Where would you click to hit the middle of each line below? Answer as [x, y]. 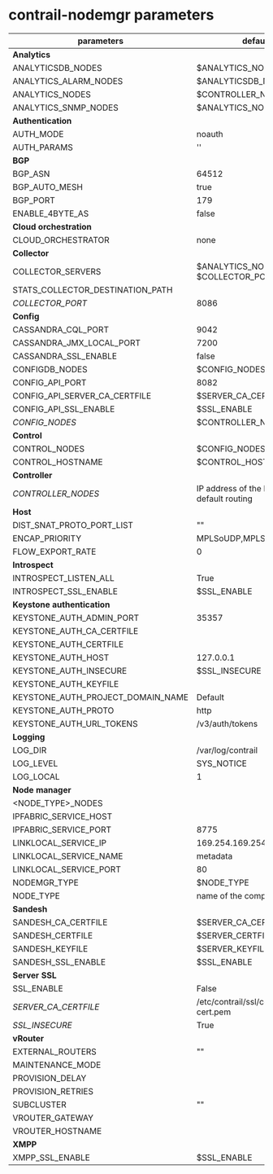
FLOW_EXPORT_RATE [54, 552]
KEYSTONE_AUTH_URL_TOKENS [75, 723]
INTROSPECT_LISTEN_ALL [64, 578]
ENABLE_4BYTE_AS [51, 213]
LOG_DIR [30, 750]
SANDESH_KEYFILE [50, 948]
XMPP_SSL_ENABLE [52, 1157]
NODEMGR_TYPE [45, 882]
